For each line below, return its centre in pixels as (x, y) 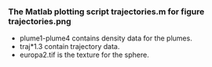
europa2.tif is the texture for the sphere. (84, 55)
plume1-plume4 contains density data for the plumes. (106, 38)
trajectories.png (40, 21)
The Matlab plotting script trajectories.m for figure (106, 12)
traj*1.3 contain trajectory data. (69, 47)
